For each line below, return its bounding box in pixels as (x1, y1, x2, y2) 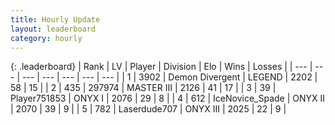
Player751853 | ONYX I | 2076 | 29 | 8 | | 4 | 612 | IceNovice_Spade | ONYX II (10, 92, 326, 105)
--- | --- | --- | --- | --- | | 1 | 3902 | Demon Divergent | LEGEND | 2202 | (21, 71, 318, 83)
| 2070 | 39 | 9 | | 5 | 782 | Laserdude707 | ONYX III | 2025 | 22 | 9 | (10, 103, 287, 115)
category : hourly (10, 33, 83, 43)
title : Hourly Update (10, 14, 101, 25)
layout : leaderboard (10, 24, 97, 34)
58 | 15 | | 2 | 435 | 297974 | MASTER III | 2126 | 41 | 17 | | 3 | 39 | (10, 82, 277, 94)
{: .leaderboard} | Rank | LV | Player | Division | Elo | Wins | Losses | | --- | (10, 61, 313, 73)
